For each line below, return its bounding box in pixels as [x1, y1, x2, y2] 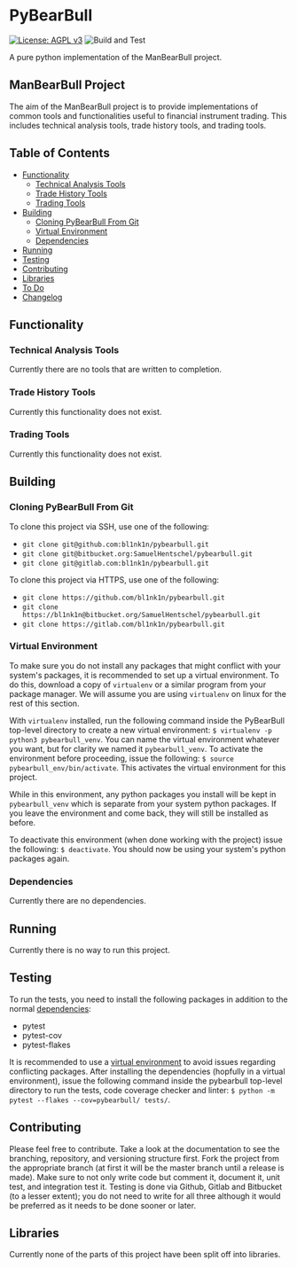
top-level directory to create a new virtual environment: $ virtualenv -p [9, 724, 273, 735]
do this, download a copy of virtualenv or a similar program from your [9, 679, 267, 690]
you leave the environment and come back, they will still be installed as [9, 808, 269, 818]
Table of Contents [9, 145, 111, 160]
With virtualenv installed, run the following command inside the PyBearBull [9, 715, 285, 725]
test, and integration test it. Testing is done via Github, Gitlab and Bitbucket [9, 1181, 283, 1192]
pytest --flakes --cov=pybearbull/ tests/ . [9, 1094, 171, 1105]
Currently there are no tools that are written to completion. [9, 364, 223, 375]
